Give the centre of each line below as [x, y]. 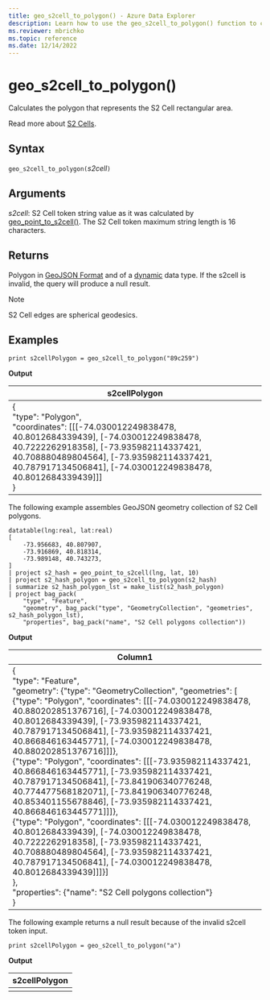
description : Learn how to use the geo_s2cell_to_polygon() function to [133, 23]
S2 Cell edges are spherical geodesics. [73, 314]
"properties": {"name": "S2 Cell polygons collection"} [112, 893]
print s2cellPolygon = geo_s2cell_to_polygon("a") [95, 946]
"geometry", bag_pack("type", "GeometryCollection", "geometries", [138, 608]
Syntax [27, 149]
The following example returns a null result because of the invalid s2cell [127, 923]
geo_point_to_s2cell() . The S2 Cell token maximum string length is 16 [122, 222]
